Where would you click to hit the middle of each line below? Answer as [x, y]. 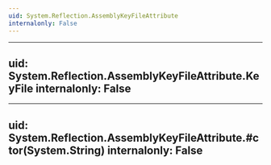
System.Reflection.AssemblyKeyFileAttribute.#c [134, 138]
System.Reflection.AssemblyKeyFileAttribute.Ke [134, 76]
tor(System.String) [57, 150]
